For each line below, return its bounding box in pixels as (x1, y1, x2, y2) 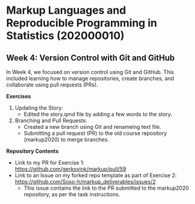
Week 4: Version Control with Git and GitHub (6, 52, 175, 63)
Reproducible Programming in (6, 16, 157, 30)
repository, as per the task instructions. (23, 191, 120, 197)
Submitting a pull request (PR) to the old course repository (23, 129, 167, 137)
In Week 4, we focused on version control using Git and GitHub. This (6, 69, 174, 75)
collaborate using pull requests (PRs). (6, 81, 98, 88)
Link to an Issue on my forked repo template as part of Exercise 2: (14, 172, 177, 179)
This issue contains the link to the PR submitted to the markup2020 (23, 184, 189, 191)
